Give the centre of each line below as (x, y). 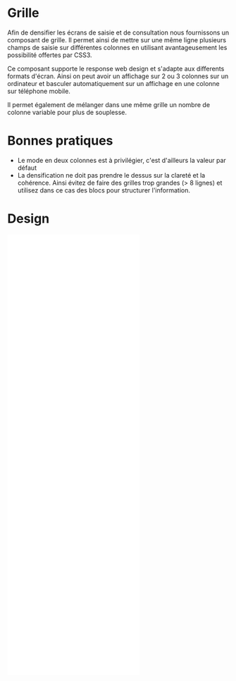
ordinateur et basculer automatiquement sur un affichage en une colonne (113, 83)
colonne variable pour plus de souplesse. (67, 112)
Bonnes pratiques (60, 141)
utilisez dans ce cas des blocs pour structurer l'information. (104, 190)
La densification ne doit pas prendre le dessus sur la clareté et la (111, 175)
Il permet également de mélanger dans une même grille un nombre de (108, 104)
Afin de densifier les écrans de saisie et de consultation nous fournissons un (118, 32)
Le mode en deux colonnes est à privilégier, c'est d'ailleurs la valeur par (122, 160)
